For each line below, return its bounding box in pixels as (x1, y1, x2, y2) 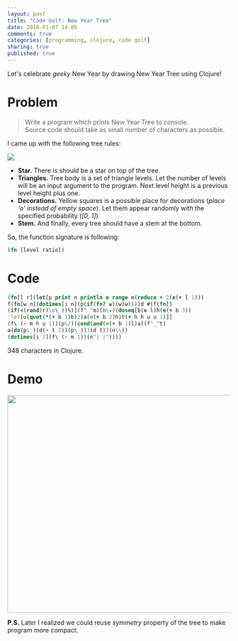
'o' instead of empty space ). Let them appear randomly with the (17, 204, 205, 212)
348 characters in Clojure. (7, 346, 84, 355)
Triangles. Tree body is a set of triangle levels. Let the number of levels (17, 173, 227, 182)
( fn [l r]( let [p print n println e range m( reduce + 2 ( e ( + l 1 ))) (7, 294, 205, 301)
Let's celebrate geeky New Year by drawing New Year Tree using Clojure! (7, 69, 222, 78)
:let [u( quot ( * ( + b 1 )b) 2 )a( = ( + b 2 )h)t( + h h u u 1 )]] (7, 314, 173, 321)
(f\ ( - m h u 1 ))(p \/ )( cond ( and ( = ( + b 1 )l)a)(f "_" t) (7, 320, 166, 327)
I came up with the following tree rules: (7, 139, 121, 148)
